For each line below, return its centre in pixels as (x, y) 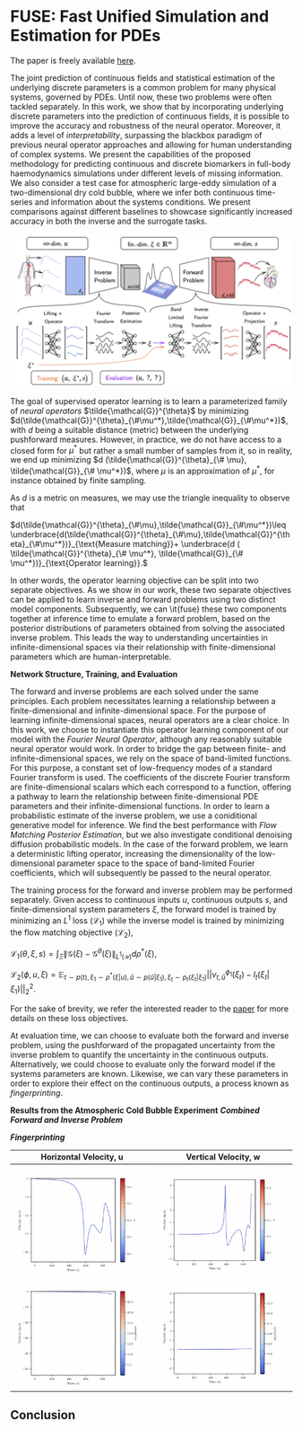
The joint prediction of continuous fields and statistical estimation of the (143, 77)
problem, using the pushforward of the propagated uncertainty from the (143, 1045)
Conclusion (43, 1415)
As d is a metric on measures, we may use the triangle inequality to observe (150, 498)
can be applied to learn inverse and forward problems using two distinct (143, 599)
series (22, 202)
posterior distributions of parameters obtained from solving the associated (148, 628)
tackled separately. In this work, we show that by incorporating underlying (147, 106)
